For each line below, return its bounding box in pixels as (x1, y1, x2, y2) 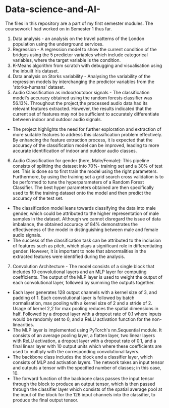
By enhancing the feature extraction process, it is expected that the (12, 137, 153, 143)
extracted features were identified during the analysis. (12, 253, 125, 259)
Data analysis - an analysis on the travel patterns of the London (12, 35, 145, 42)
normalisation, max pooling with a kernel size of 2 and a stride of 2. (12, 300, 152, 306)
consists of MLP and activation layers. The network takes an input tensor (12, 359, 164, 365)
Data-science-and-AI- (5, 4, 101, 15)
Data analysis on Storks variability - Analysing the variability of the (12, 73, 151, 79)
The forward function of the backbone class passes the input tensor (12, 375, 154, 381)
